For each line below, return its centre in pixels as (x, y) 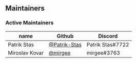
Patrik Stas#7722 (108, 44)
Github (65, 36)
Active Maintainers (30, 23)
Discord (108, 36)
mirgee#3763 (103, 53)
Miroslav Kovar (26, 53)
